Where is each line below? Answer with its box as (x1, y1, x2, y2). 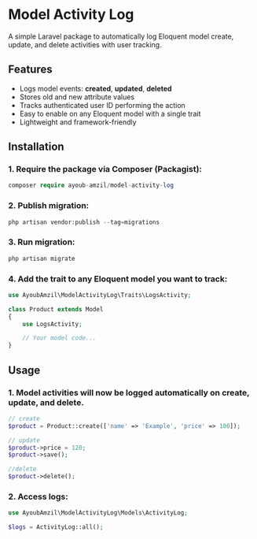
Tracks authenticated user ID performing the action (19, 100, 186, 110)
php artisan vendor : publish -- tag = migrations (8, 218, 160, 226)
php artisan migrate (8, 255, 76, 262)
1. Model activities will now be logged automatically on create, (8, 387, 250, 398)
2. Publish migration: (8, 200, 90, 211)
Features (8, 63, 53, 76)
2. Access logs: (8, 491, 68, 502)
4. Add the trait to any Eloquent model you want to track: (8, 273, 228, 284)
